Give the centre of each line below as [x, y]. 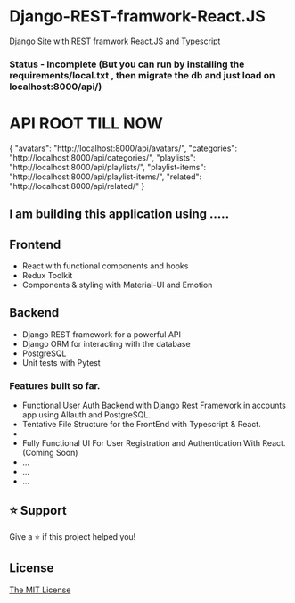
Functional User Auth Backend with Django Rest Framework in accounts [154, 405]
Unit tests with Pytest [61, 362]
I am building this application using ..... [119, 215]
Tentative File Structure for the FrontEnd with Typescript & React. [141, 425]
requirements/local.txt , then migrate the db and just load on [142, 75]
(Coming [38, 453]
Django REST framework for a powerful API [101, 334]
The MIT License [40, 590]
